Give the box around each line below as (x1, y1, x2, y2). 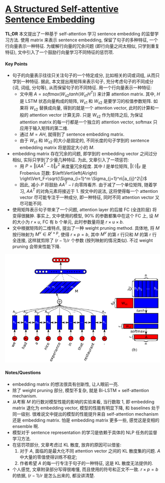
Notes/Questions (5, 369, 41, 375)
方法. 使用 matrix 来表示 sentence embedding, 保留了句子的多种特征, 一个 (9, 37, 159, 43)
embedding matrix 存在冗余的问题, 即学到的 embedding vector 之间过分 (12, 151, 158, 156)
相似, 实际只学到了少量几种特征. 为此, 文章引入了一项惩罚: (12, 156, 129, 163)
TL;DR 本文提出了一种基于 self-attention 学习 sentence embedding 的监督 (5, 30, 155, 36)
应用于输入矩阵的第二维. (19, 125, 69, 131)
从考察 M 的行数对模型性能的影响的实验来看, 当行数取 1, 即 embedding (12, 398, 155, 404)
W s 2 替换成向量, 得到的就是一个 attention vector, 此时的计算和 (29, 105, 155, 112)
